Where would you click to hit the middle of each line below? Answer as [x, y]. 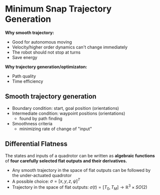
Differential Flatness [36, 144]
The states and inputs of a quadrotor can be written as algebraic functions [80, 155]
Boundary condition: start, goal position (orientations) [65, 108]
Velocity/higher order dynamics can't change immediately [70, 47]
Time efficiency [28, 81]
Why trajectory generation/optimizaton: [46, 67]
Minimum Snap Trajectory [58, 9]
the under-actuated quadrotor [42, 175]
